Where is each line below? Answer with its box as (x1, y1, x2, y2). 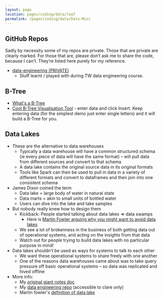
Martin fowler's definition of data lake (19, 289, 95, 295)
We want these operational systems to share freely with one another (19, 253, 158, 259)
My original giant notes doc (19, 279, 75, 285)
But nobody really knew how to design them (12, 206, 101, 211)
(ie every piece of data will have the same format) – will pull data (19, 153, 149, 159)
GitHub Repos (5, 34, 48, 43)
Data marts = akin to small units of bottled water (19, 195, 116, 201)
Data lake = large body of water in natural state (19, 190, 115, 196)
